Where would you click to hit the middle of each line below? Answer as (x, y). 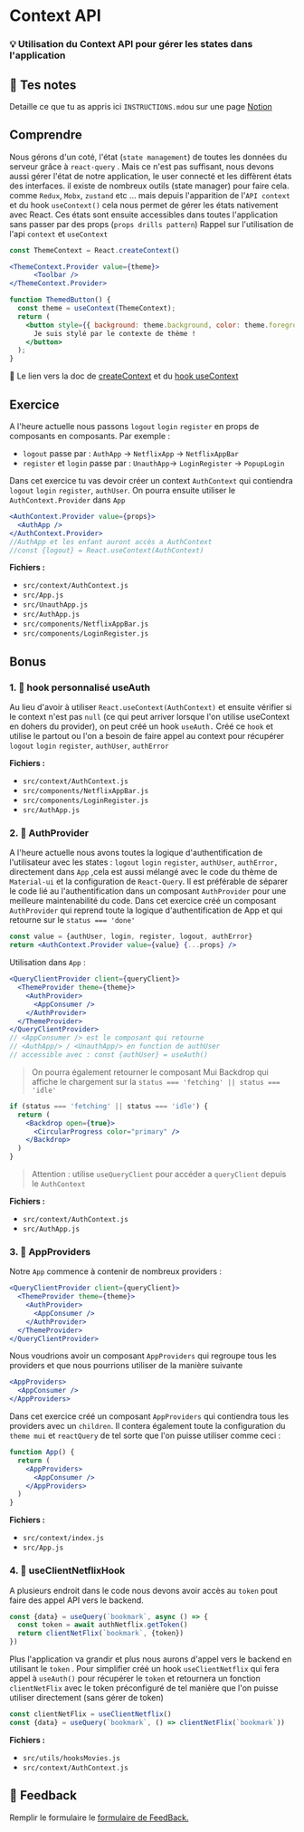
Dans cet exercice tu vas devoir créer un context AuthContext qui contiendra (152, 481)
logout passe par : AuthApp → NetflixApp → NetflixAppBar (131, 454)
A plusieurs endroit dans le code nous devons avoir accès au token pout (144, 1590)
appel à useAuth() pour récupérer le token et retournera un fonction (135, 1678)
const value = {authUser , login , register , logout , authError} (131, 937)
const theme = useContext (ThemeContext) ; (97, 309)
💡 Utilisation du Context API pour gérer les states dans (131, 44)
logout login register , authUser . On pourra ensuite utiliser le (123, 491)
